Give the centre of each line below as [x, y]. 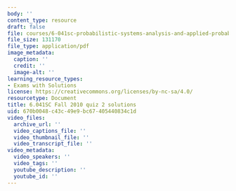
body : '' [20, 14]
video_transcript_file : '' [53, 144]
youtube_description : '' [50, 170]
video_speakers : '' [42, 157]
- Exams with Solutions [42, 85]
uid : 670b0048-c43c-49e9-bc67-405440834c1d [72, 111]
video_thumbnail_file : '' [52, 137]
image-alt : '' [34, 72]
